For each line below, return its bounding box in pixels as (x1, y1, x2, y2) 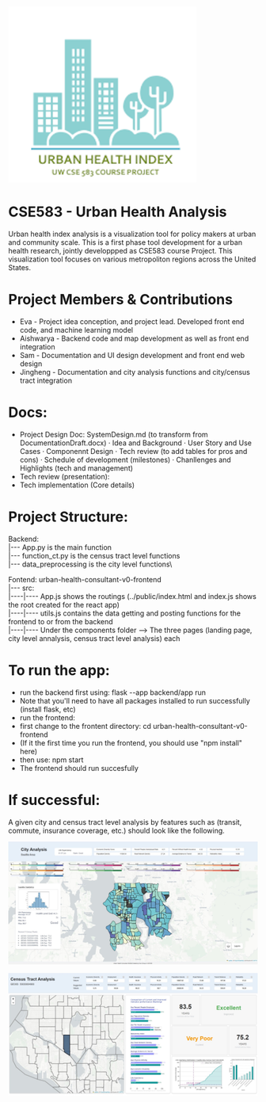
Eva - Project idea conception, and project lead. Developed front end (19, 316, 245, 326)
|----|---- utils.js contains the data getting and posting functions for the (8, 608, 241, 618)
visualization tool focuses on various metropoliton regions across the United (8, 254, 256, 264)
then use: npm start (19, 755, 84, 765)
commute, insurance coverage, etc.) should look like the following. (8, 826, 226, 835)
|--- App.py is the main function (8, 542, 112, 552)
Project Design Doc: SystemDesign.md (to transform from (19, 429, 208, 439)
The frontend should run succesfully (19, 763, 139, 772)
